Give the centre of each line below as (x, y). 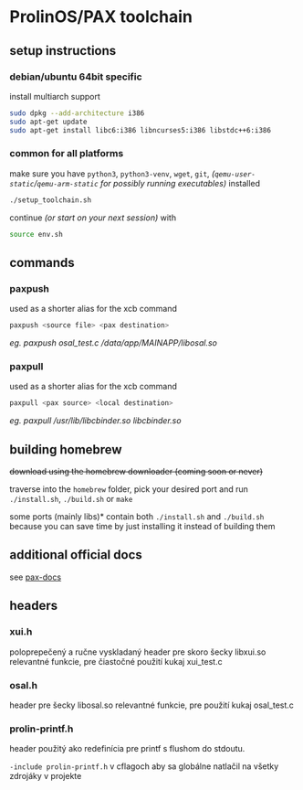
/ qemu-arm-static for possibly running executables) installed (147, 183)
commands (42, 262)
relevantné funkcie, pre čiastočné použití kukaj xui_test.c (116, 661)
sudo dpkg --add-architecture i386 (77, 113)
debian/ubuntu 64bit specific (76, 77)
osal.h (24, 685)
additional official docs (76, 555)
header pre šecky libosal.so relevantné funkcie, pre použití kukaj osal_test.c (152, 705)
